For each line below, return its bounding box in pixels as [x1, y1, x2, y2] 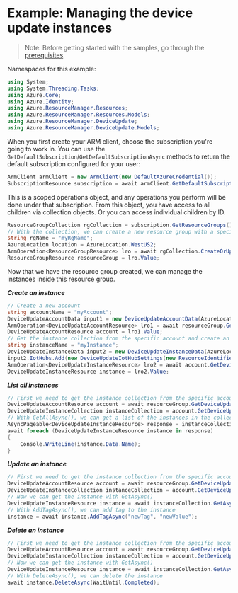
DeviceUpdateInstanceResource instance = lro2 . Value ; [7, 368, 170, 375]
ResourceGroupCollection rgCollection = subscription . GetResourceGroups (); [7, 221, 236, 229]
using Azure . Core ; [7, 91, 62, 98]
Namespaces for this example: [7, 64, 97, 73]
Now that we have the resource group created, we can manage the [7, 267, 203, 275]
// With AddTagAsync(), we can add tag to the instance [7, 506, 176, 514]
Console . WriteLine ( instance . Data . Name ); [20, 440, 141, 447]
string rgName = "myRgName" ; [7, 235, 93, 242]
